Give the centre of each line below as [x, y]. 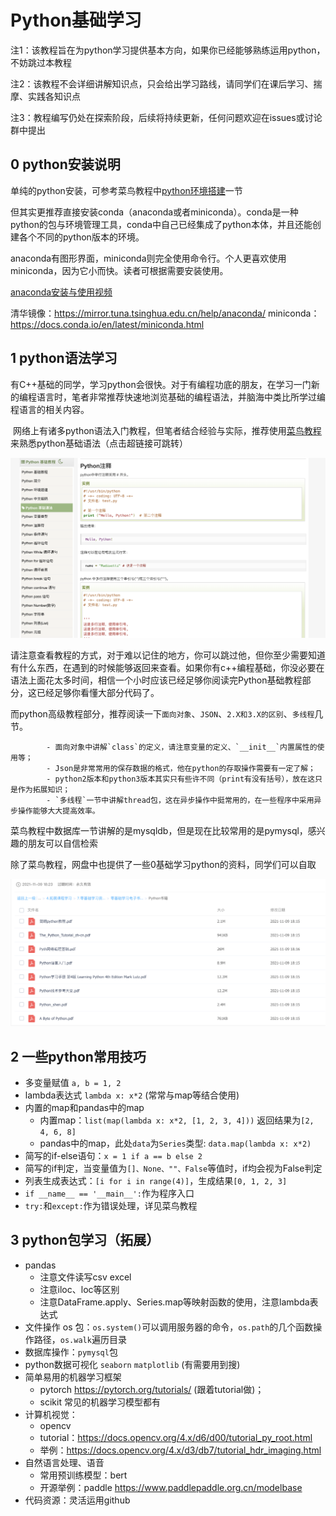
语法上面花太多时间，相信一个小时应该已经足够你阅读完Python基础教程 [156, 680]
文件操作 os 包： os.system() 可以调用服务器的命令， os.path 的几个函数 [169, 1327]
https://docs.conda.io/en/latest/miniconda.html [107, 324]
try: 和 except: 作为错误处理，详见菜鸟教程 [111, 1206]
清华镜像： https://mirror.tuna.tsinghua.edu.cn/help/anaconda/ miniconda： [165, 313]
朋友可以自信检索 [62, 843]
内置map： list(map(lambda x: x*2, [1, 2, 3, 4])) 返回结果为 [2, [177, 1120]
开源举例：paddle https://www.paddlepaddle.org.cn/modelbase [171, 1487]
